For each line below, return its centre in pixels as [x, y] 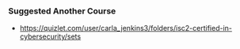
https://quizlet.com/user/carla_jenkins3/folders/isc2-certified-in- [126, 28]
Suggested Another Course [62, 11]
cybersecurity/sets [50, 36]
